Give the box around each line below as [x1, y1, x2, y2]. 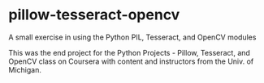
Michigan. [8, 64, 42, 74]
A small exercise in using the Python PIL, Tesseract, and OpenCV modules [8, 32, 257, 42]
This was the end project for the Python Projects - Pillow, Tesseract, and [8, 48, 250, 57]
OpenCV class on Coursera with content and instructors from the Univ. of [8, 56, 254, 66]
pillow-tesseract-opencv [8, 6, 180, 24]
